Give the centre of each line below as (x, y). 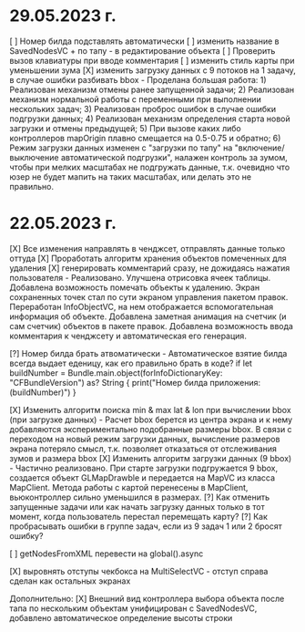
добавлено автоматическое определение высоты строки (121, 617)
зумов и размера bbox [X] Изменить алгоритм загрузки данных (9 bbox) (151, 458)
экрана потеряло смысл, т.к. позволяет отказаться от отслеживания (143, 449)
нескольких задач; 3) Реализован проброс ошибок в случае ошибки (142, 109)
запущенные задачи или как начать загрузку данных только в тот (137, 506)
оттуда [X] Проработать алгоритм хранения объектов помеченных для (148, 258)
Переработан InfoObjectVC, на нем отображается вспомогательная (142, 306)
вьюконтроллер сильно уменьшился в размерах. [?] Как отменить (140, 497)
